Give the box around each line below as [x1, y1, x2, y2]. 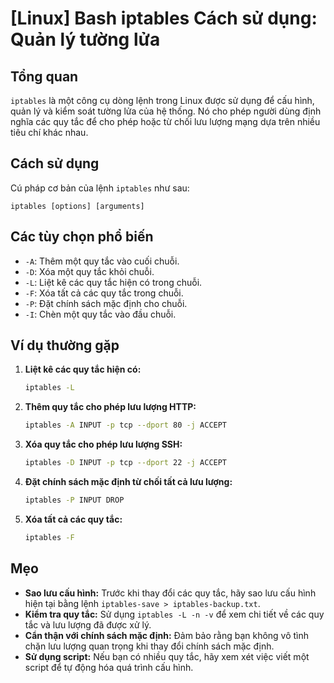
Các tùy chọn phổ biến [10, 228, 154, 246]
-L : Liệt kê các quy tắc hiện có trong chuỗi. [24, 276, 203, 288]
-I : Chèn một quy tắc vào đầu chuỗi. [24, 308, 177, 320]
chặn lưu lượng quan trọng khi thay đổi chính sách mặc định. [24, 640, 275, 652]
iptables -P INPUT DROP [24, 495, 125, 506]
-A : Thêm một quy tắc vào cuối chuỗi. [24, 255, 180, 267]
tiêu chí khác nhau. [10, 127, 89, 138]
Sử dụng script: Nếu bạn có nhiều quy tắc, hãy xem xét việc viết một [24, 650, 310, 662]
